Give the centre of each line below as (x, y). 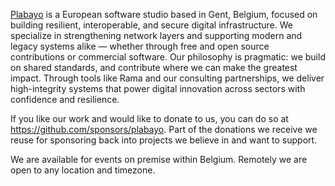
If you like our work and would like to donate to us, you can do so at (149, 118)
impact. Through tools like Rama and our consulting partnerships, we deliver (167, 78)
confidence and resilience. (65, 99)
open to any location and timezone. (83, 170)
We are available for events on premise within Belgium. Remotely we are (159, 159)
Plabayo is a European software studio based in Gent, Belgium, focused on (164, 14)
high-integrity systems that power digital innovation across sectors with (158, 88)
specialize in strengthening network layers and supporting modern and (156, 35)
